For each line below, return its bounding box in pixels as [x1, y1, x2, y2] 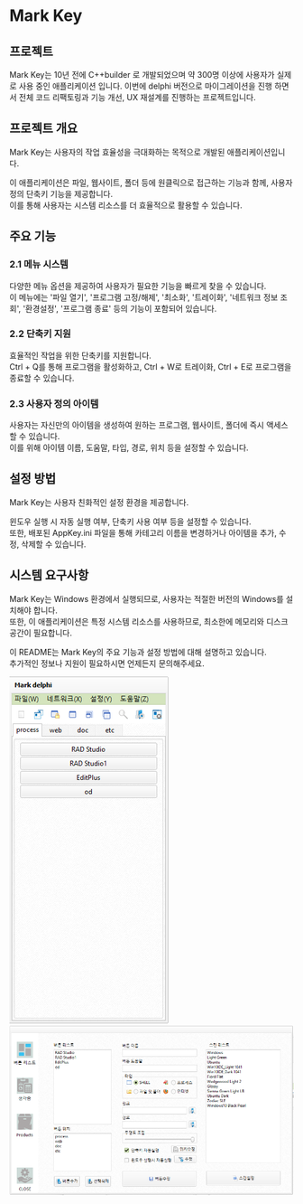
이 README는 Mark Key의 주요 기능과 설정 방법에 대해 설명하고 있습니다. [9, 646, 268, 657]
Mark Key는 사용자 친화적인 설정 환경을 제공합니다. [9, 496, 189, 507]
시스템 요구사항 [9, 568, 89, 583]
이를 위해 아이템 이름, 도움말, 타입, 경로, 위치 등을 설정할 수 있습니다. [9, 442, 250, 453]
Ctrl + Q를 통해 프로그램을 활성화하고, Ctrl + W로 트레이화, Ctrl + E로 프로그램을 [9, 361, 292, 372]
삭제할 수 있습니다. [21, 539, 87, 550]
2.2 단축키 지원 [9, 327, 72, 340]
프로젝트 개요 [9, 121, 78, 136]
